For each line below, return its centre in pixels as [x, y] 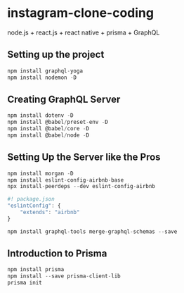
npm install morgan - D [40, 173]
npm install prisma [36, 270]
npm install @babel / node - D [48, 135]
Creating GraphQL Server [64, 99]
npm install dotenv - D [40, 116]
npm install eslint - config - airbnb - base [66, 180]
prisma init [25, 283]
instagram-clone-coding [81, 13]
